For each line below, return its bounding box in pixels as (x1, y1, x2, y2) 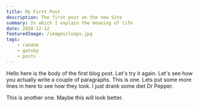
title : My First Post (6, 8, 61, 15)
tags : (6, 36, 20, 42)
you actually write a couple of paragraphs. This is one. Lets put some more (6, 76, 192, 83)
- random (17, 42, 39, 48)
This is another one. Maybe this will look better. (6, 94, 123, 101)
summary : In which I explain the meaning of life (6, 20, 133, 26)
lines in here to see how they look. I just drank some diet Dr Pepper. (6, 82, 174, 90)
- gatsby (17, 48, 39, 54)
